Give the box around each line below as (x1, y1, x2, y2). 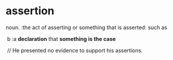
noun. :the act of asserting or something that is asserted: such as (5, 24, 168, 31)
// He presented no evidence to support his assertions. (7, 46, 143, 54)
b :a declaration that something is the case (7, 35, 116, 42)
